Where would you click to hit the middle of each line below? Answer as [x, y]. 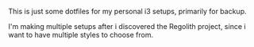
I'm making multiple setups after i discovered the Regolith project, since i [127, 26]
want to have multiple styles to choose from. [81, 35]
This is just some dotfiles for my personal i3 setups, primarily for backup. [128, 11]
